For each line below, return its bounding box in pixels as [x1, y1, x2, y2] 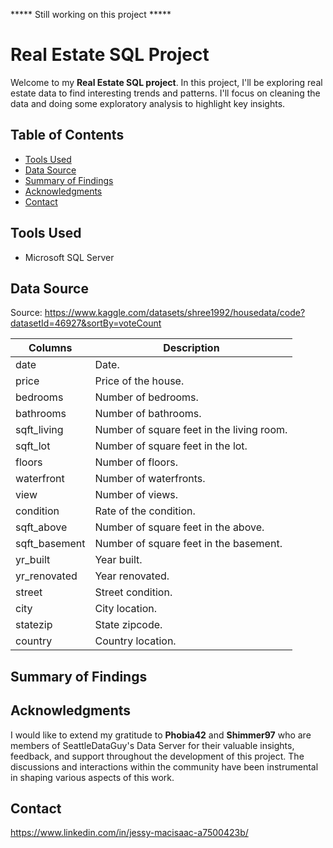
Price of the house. [94, 374, 185, 388]
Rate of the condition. [94, 504, 196, 518]
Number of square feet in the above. [94, 520, 265, 534]
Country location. [94, 634, 177, 648]
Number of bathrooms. [94, 407, 202, 421]
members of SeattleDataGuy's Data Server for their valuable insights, [10, 739, 295, 751]
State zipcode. [94, 618, 163, 632]
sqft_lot [15, 439, 51, 453]
